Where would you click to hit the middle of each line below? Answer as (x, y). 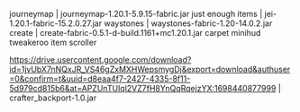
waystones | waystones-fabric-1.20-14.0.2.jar (188, 23)
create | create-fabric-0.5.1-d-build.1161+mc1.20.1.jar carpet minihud (135, 33)
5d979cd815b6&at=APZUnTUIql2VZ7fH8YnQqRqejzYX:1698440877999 (143, 88)
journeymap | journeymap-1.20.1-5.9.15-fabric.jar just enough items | (136, 14)
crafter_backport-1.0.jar (53, 98)
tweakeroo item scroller (53, 42)
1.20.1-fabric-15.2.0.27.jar (55, 23)
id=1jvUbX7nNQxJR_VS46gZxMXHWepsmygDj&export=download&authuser (150, 69)
